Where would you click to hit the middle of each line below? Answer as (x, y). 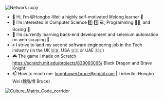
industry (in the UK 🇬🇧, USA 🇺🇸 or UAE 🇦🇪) (58, 50)
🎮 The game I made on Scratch (44, 56)
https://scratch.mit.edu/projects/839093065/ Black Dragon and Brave (82, 63)
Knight (19, 68)
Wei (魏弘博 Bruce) (31, 81)
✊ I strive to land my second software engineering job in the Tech (77, 45)
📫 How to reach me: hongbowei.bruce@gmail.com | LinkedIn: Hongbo (83, 73)
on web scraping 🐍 (31, 40)
